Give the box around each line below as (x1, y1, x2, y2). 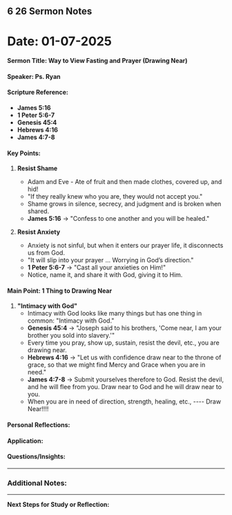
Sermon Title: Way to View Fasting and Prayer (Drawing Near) (7, 57, 188, 65)
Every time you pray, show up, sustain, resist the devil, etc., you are (27, 338, 220, 347)
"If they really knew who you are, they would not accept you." (27, 192, 203, 201)
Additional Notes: (7, 478, 68, 487)
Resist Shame (17, 164, 58, 172)
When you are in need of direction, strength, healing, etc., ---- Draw (27, 397, 222, 406)
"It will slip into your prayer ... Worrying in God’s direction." (27, 256, 194, 264)
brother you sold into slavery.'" (27, 332, 115, 340)
